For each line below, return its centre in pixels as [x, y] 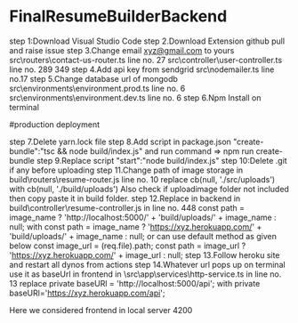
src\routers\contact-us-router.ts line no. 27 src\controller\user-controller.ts [146, 60]
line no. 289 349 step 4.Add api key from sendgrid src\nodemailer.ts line [142, 69]
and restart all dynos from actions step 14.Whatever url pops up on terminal [148, 264]
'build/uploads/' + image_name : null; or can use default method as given [143, 236]
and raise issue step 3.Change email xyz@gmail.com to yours [122, 50]
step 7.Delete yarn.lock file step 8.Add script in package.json [120, 141]
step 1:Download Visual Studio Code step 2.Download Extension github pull [147, 41]
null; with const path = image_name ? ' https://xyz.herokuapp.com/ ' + [136, 226]
